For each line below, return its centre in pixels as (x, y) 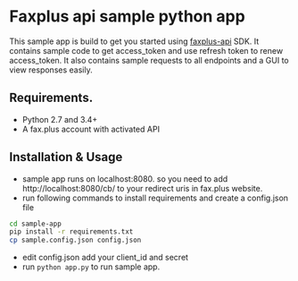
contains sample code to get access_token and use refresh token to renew (146, 50)
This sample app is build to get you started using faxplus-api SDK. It (134, 41)
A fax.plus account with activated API (91, 129)
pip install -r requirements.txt (71, 232)
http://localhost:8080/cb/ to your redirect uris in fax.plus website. (142, 188)
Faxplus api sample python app (127, 17)
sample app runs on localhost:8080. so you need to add (125, 179)
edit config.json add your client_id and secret (105, 258)
